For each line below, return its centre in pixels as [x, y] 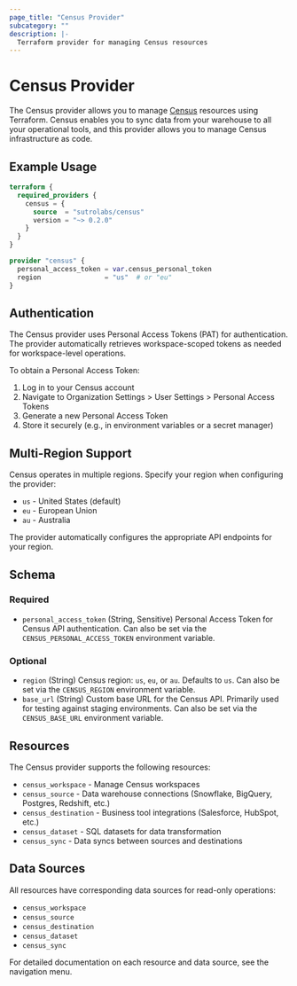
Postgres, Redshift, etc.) [66, 802]
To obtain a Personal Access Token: [74, 371]
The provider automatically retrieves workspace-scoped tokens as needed [145, 344]
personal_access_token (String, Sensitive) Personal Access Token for [147, 619]
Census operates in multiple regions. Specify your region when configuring [146, 474]
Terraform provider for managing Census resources [113, 42]
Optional [28, 661]
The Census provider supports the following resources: [110, 767]
